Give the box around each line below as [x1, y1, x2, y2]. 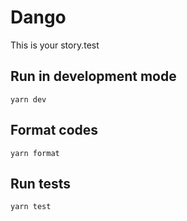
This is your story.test [10, 39, 100, 51]
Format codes [10, 122, 99, 139]
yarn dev [10, 94, 47, 105]
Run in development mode [10, 68, 177, 85]
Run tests [10, 175, 71, 192]
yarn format [10, 148, 60, 158]
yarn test [10, 202, 52, 212]
